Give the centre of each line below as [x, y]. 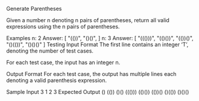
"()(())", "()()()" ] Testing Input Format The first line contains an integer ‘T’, [97, 45]
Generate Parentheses [34, 9]
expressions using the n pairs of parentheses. [63, 27]
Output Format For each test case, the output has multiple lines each [91, 74]
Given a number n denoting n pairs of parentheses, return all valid [88, 20]
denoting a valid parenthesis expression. [57, 80]
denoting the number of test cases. [50, 51]
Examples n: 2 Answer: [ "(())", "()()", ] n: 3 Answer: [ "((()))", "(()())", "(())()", [100, 38]
